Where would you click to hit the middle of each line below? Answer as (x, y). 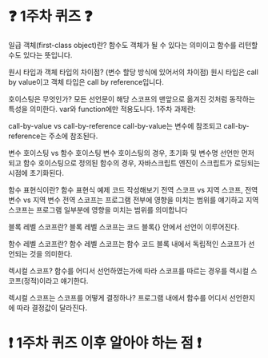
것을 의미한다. (51, 253)
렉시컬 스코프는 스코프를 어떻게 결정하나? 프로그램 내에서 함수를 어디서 (118, 297)
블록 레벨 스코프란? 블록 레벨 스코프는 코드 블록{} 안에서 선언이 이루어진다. (124, 227)
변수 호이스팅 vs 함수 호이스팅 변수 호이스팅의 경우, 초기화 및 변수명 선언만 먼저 (131, 153)
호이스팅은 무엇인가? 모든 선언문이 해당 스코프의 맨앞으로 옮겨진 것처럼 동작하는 (132, 99)
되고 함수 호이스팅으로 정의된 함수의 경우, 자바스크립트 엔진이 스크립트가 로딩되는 (134, 163)
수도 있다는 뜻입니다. (40, 55)
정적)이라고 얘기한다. (56, 280)
